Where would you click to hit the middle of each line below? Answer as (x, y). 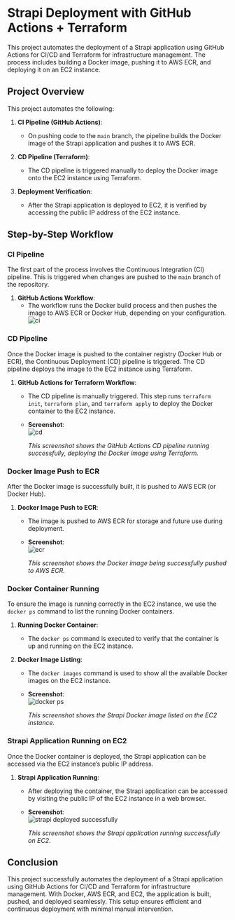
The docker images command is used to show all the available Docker (128, 673)
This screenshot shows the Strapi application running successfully (124, 833)
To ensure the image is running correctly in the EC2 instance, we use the (112, 604)
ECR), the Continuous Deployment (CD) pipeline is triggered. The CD (106, 361)
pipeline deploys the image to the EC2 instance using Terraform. (100, 369)
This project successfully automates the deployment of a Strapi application (115, 879)
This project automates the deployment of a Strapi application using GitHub (116, 47)
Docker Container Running (53, 588)
